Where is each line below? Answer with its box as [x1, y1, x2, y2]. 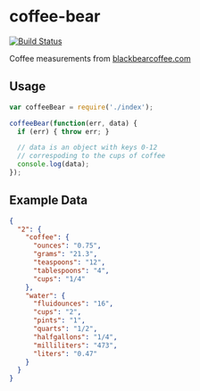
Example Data [9, 193, 88, 208]
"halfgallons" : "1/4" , [32, 332, 118, 341]
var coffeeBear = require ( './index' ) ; [9, 103, 154, 112]
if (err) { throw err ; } [17, 127, 110, 136]
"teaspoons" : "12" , [32, 258, 105, 267]
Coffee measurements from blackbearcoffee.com [9, 53, 191, 63]
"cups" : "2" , [32, 308, 82, 317]
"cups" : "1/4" [32, 274, 87, 283]
